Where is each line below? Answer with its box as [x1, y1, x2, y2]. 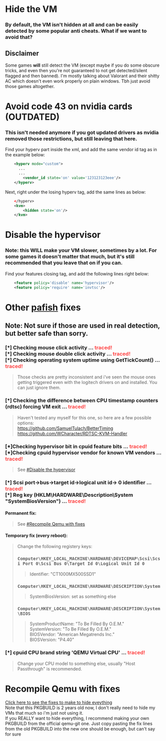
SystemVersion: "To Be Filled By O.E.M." [29, 626, 111, 632]
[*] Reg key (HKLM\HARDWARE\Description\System [5, 491, 133, 498]
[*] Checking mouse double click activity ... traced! [5, 351, 131, 358]
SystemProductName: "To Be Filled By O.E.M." [29, 621, 125, 627]
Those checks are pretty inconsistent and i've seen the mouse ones [17, 374, 156, 380]
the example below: [5, 152, 46, 158]
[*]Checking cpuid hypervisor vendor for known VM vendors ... [5, 449, 162, 456]
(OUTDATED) [5, 111, 60, 123]
